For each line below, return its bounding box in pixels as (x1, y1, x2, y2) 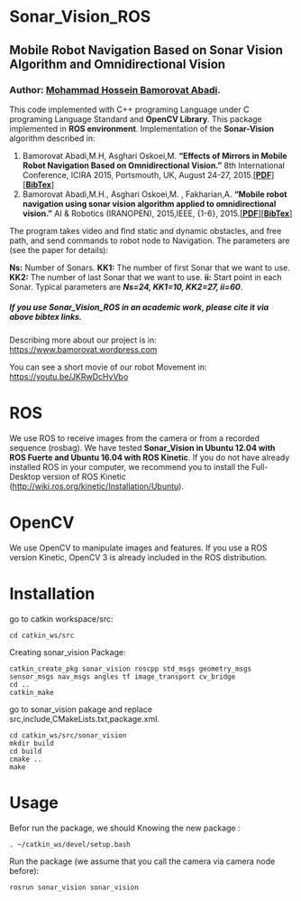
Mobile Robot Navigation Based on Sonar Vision (9, 42, 284, 58)
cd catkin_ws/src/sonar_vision (9, 730, 127, 740)
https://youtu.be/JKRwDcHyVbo (9, 371, 129, 381)
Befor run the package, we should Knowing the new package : (9, 822, 241, 833)
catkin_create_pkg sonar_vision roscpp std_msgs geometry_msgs (9, 664, 252, 673)
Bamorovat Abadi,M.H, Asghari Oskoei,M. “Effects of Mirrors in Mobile (22, 150, 287, 161)
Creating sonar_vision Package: (9, 646, 126, 657)
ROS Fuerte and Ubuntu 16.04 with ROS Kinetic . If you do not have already (9, 452, 290, 463)
